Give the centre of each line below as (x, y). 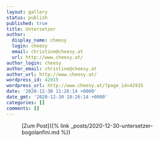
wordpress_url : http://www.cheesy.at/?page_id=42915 (75, 86)
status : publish (27, 18)
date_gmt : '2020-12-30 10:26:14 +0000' (57, 97)
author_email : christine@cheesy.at (52, 69)
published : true (27, 23)
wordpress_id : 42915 (33, 80)
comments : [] (23, 108)
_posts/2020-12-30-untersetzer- (112, 126)
